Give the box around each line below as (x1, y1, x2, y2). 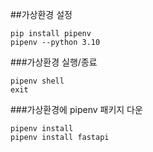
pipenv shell (10, 76, 65, 86)
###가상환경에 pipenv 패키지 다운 (10, 104, 143, 115)
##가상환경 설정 (10, 9, 73, 20)
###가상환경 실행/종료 (10, 56, 98, 68)
